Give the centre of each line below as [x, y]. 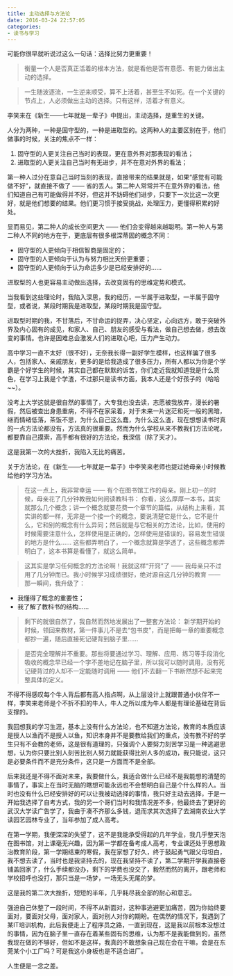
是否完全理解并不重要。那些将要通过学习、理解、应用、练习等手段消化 [124, 654]
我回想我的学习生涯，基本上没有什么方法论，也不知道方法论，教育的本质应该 [116, 727]
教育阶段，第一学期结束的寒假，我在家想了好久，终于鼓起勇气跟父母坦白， [119, 852]
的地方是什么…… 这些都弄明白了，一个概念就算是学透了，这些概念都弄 [124, 543]
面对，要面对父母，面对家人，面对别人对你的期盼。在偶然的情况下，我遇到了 [116, 916]
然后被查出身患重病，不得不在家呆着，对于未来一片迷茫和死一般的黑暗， [122, 411]
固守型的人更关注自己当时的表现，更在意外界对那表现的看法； [105, 154]
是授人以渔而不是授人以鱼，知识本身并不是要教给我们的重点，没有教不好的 [113, 735]
